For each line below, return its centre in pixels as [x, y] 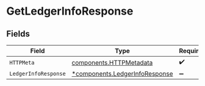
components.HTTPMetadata [112, 62]
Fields [18, 34]
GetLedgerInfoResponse [70, 11]
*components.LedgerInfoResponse [122, 73]
